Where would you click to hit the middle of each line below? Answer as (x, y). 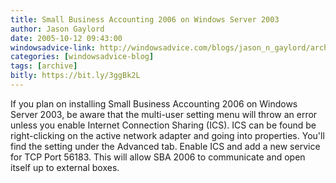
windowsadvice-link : (53, 47)
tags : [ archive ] (44, 66)
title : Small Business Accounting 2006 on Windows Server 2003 (145, 19)
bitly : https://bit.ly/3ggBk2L (75, 76)
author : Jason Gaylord (57, 29)
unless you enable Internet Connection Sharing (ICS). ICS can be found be (163, 125)
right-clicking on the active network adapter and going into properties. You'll (167, 135)
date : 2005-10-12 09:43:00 (66, 38)
